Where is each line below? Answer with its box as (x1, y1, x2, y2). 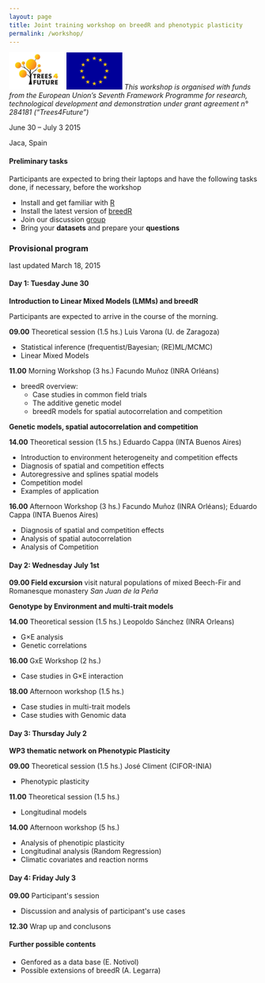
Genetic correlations (20, 641, 88, 651)
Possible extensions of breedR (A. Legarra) (20, 966, 161, 975)
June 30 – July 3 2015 (9, 123, 81, 132)
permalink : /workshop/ (9, 29, 84, 37)
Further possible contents (9, 939, 97, 949)
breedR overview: (20, 381, 78, 391)
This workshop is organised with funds (123, 82, 252, 92)
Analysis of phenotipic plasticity (20, 838, 125, 848)
